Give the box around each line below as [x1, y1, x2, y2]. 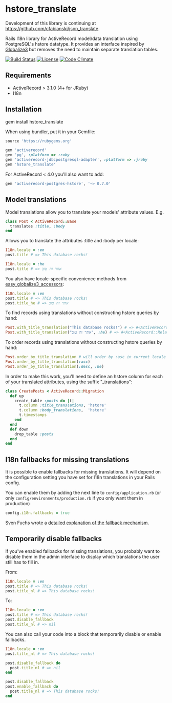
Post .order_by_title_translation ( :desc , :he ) [5, 364, 104, 369]
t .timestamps [18, 412, 47, 418]
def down [10, 426, 29, 432]
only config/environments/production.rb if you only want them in [5, 495, 143, 501]
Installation [5, 105, 42, 114]
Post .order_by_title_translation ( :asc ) [5, 359, 91, 364]
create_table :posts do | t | [14, 398, 74, 403]
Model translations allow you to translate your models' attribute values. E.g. [5, 209, 164, 215]
